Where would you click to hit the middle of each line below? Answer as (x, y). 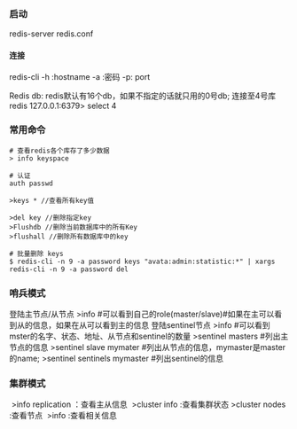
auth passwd (31, 183)
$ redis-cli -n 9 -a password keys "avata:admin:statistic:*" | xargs (142, 261)
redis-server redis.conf (51, 34)
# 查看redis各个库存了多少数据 (59, 151)
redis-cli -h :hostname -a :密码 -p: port (80, 76)
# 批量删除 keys (36, 253)
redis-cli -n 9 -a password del (69, 269)
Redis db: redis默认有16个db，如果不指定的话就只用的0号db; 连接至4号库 (143, 96)
